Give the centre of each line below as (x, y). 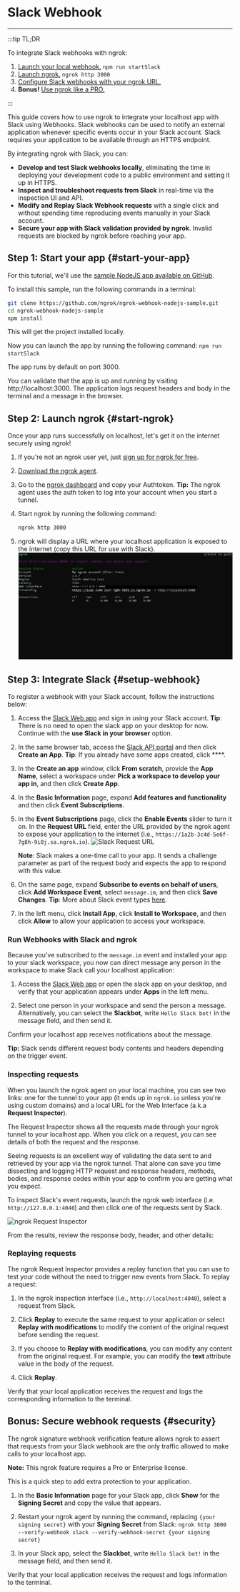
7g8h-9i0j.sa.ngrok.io (51, 842)
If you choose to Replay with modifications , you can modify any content (125, 1348)
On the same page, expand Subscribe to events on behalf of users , (118, 884)
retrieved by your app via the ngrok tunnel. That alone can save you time (114, 1163)
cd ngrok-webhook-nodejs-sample (55, 311)
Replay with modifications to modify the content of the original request (123, 1327)
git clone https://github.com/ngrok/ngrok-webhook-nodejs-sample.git (113, 303)
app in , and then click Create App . (69, 783)
